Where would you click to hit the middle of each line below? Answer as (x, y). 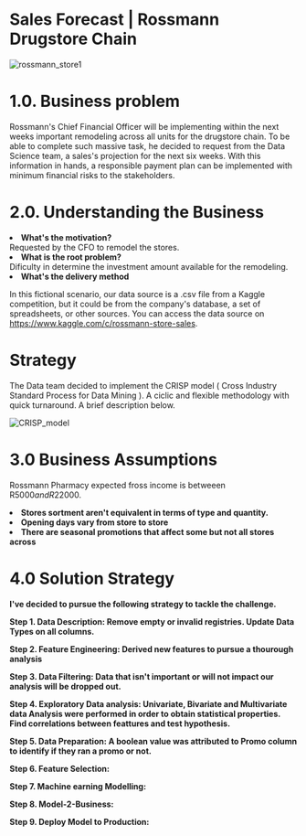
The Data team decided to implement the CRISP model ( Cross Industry (143, 385)
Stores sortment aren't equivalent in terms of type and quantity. (145, 512)
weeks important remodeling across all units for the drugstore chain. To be (150, 136)
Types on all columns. (52, 631)
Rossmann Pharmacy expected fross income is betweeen (118, 485)
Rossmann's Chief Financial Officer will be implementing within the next (144, 126)
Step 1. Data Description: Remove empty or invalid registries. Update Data (152, 621)
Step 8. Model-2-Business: (62, 804)
